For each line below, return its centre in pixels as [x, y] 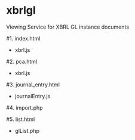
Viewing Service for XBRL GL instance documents [68, 27]
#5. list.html [21, 119]
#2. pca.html [22, 61]
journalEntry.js [33, 96]
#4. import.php [24, 107]
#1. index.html [23, 38]
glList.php [27, 130]
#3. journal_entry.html [33, 85]
